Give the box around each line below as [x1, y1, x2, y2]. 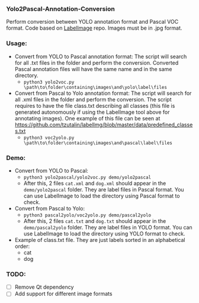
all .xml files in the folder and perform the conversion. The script [14, 95, 172, 103]
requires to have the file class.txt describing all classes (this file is [14, 102, 175, 109]
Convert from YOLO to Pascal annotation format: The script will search [14, 53, 187, 60]
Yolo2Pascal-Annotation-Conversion [6, 5, 115, 13]
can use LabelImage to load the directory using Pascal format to [23, 192, 180, 199]
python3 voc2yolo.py [23, 135, 75, 141]
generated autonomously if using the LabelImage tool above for [14, 109, 170, 116]
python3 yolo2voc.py [23, 79, 75, 85]
